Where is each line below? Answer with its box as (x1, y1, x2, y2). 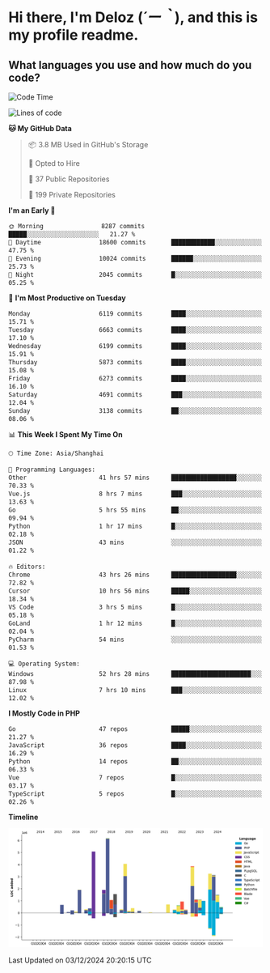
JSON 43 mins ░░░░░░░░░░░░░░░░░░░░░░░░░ (8, 538, 263, 546)
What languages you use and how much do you (8, 58, 252, 72)
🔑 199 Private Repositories (27, 190, 116, 199)
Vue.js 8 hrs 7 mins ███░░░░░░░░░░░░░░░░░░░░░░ (8, 490, 263, 498)
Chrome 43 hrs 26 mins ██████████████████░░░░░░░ (8, 571, 263, 579)
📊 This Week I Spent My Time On (8, 430, 123, 439)
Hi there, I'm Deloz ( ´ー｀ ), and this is (8, 8, 259, 27)
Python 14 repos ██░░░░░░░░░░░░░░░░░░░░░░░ (8, 758, 263, 766)
